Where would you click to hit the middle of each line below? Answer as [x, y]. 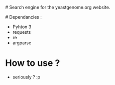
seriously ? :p [26, 77]
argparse [22, 43]
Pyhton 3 [22, 27]
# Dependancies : [23, 17]
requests [22, 32]
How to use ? [33, 63]
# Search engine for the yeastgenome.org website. [58, 7]
